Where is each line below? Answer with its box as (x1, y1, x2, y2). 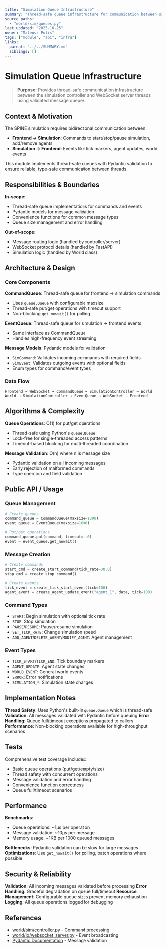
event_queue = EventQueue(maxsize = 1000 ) (5, 521, 90, 526)
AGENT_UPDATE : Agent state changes (12, 663, 84, 669)
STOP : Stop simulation (12, 618, 56, 624)
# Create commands (5, 562, 43, 567)
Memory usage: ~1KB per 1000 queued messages (12, 835, 115, 841)
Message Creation (5, 551, 51, 558)
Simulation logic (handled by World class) (12, 249, 98, 255)
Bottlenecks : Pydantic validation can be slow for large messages (5, 845, 138, 851)
